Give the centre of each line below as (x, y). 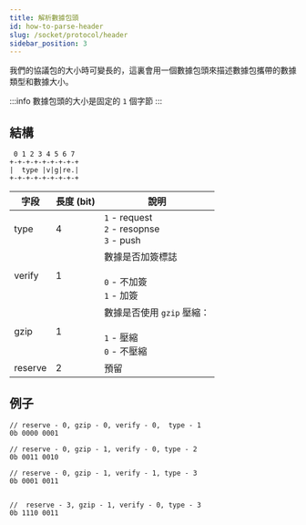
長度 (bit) (76, 201)
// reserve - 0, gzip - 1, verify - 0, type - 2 (103, 449)
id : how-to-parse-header (56, 26)
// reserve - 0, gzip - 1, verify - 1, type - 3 (103, 473)
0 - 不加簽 (126, 282)
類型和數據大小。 (41, 82)
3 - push (122, 241)
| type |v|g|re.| (44, 170)
